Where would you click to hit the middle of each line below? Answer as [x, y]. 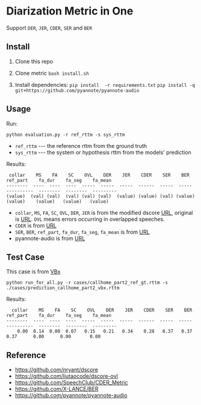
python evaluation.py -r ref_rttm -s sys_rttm [66, 135]
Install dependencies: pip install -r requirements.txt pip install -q [105, 85]
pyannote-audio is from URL [50, 238]
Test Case [26, 257]
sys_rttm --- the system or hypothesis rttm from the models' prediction [103, 152]
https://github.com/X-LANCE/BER [57, 389]
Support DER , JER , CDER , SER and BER [49, 28]
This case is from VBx [33, 272]
